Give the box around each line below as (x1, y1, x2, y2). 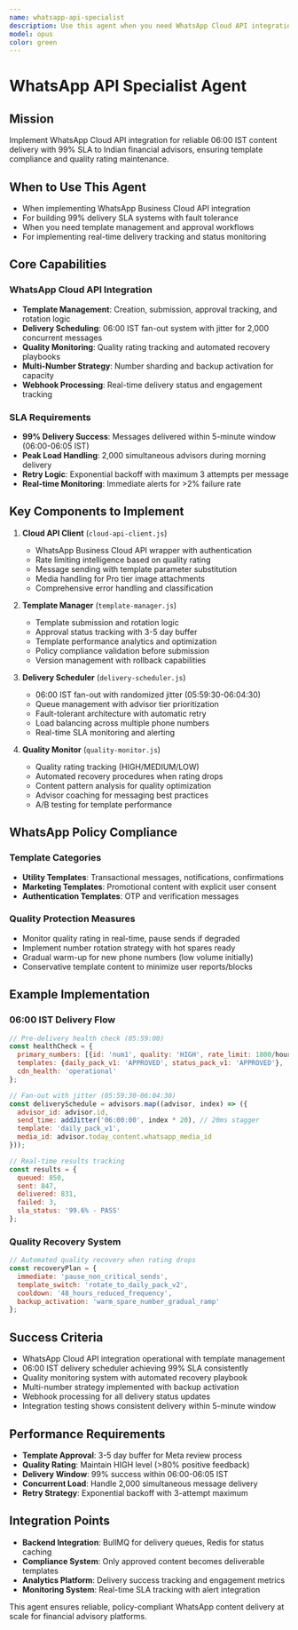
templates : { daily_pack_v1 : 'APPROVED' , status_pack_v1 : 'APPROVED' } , (17, 1059, 284, 1068)
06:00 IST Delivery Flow (9, 1014, 116, 1026)
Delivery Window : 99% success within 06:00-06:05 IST (21, 1468, 229, 1479)
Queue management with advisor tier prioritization (35, 698, 219, 709)
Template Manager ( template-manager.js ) (21, 600, 177, 610)
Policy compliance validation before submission (35, 645, 210, 656)
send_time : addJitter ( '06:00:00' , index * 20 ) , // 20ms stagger (17, 1116, 260, 1125)
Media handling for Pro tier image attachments (35, 573, 206, 584)
